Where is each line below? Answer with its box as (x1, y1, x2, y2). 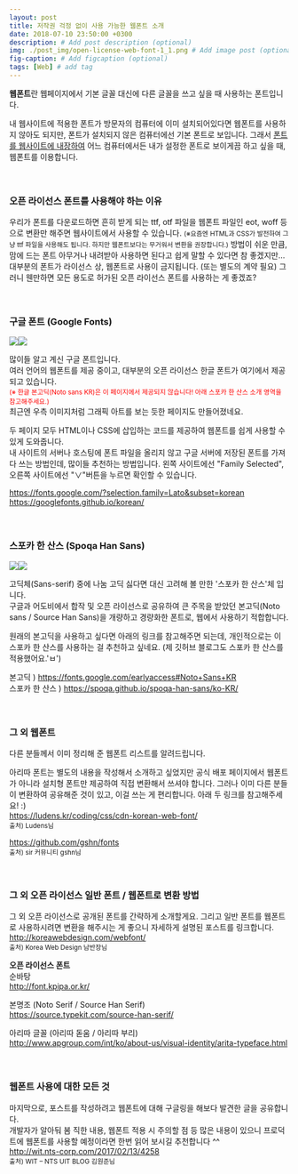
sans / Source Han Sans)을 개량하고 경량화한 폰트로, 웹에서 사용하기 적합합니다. (9, 611, 289, 623)
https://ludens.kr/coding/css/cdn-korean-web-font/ (9, 810, 198, 821)
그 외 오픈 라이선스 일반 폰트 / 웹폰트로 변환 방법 (9, 889, 200, 901)
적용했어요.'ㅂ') (9, 653, 62, 663)
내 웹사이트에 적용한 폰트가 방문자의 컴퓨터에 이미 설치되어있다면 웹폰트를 (9, 117, 263, 129)
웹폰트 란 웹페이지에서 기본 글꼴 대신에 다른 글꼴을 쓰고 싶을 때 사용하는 (9, 88, 253, 99)
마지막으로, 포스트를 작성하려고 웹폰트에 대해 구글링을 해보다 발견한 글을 (9, 1102, 258, 1113)
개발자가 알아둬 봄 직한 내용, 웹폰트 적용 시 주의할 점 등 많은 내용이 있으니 (9, 1124, 262, 1135)
